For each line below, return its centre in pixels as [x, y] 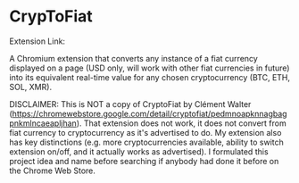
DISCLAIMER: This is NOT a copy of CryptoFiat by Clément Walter [130, 104]
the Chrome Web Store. [53, 171]
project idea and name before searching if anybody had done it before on [144, 161]
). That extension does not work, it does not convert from [182, 123]
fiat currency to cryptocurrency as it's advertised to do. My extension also [145, 132]
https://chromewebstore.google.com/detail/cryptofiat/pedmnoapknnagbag [149, 113]
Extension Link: [37, 41]
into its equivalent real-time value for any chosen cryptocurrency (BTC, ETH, [150, 77]
